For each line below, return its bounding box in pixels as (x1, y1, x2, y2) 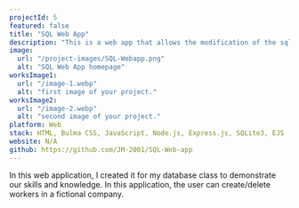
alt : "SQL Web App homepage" (17, 63, 125, 72)
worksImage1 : (9, 71, 58, 80)
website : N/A (9, 137, 58, 146)
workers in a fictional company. (9, 188, 125, 199)
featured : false (9, 21, 69, 30)
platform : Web (9, 121, 62, 130)
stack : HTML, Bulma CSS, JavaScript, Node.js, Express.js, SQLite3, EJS (9, 129, 285, 138)
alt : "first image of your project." (17, 87, 158, 96)
